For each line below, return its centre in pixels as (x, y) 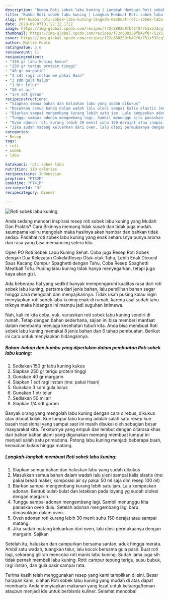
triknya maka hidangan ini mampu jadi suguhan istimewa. (64, 305)
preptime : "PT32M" (24, 179)
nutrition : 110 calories (31, 169)
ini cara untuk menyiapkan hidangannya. (47, 336)
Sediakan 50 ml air (32, 398)
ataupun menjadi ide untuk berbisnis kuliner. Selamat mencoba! (71, 591)
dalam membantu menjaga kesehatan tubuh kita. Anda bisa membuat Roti (81, 325)
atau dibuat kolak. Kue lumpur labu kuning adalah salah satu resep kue (78, 418)
